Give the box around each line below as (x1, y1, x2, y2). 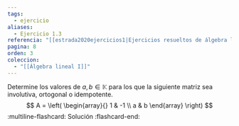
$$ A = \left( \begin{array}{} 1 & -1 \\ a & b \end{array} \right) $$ (26, 101, 213, 110)
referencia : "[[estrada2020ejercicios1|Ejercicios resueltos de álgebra (7, 37, 228, 44)
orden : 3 (7, 50, 33, 57)
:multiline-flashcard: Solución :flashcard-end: (7, 112, 140, 120)
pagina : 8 (7, 43, 37, 50)
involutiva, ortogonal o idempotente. (7, 90, 114, 98)
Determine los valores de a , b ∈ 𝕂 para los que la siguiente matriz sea (7, 82, 213, 91)
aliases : (7, 23, 33, 30)
